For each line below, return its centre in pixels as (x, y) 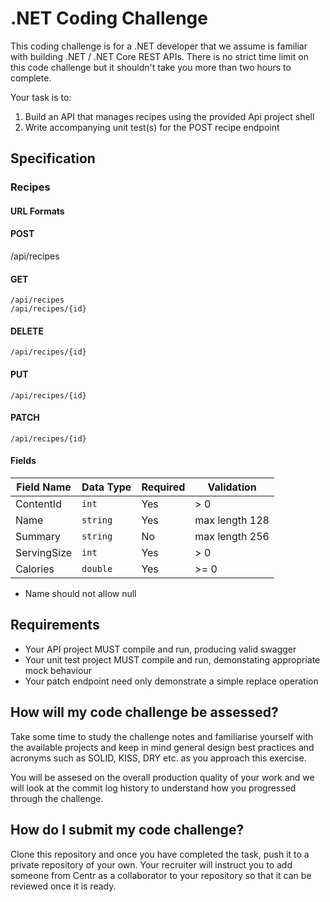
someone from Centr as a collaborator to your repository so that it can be (161, 875)
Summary (38, 537)
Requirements (55, 625)
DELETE (27, 331)
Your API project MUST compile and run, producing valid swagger (160, 649)
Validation (232, 487)
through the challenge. (57, 798)
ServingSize (44, 553)
